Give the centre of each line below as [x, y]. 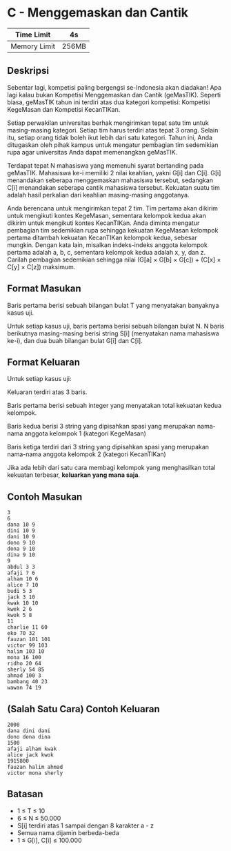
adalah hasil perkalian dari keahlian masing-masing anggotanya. [98, 195]
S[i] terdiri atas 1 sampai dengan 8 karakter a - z [85, 825]
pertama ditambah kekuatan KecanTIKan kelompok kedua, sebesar [102, 237]
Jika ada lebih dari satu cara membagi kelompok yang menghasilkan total [111, 468]
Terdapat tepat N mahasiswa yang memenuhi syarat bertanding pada [106, 165]
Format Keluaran [44, 362]
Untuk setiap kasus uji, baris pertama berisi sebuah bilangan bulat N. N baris [116, 326]
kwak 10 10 [23, 603]
